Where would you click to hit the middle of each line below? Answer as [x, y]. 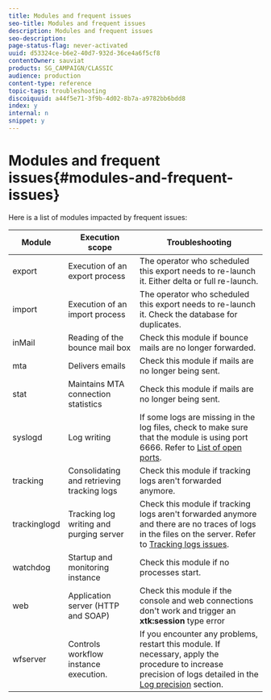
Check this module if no [185, 562]
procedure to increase [182, 664]
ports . [151, 457]
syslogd [27, 437]
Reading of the [96, 337]
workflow [86, 654]
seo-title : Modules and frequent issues [77, 23]
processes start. [171, 572]
